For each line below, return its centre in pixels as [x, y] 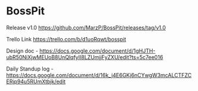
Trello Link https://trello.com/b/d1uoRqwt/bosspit [66, 39]
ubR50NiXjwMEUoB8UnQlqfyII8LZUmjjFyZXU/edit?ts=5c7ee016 [85, 57]
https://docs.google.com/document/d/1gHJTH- [98, 51]
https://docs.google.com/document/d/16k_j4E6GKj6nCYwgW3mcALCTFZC [99, 75]
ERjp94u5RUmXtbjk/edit [36, 81]
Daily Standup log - [30, 69]
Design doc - [22, 51]
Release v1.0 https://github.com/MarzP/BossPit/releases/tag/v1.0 [86, 28]
